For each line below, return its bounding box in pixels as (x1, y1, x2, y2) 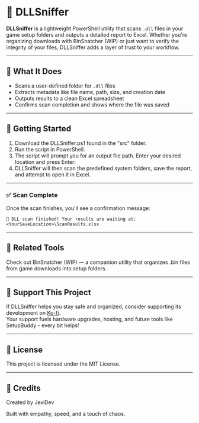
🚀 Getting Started (6, 124, 72, 134)
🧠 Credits (6, 383, 41, 393)
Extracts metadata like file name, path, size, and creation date (14, 88, 166, 95)
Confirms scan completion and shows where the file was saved (14, 101, 170, 108)
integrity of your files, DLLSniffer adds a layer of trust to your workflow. (6, 44, 180, 51)
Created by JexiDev (6, 399, 54, 406)
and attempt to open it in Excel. (14, 171, 91, 178)
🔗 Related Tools (6, 243, 65, 253)
